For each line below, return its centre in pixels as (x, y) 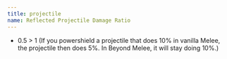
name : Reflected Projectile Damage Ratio (69, 20)
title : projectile (34, 14)
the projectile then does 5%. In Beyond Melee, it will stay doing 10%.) (118, 48)
